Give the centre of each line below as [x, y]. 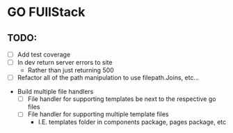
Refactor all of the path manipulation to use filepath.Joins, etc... [108, 78]
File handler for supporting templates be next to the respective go [122, 99]
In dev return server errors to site [65, 63]
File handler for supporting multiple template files [98, 114]
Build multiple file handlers [55, 92]
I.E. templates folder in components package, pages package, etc [132, 122]
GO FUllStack [46, 12]
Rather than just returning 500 [71, 70]
